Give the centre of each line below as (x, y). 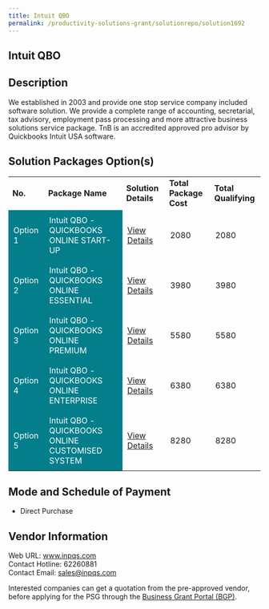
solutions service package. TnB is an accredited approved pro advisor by (129, 127)
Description (38, 83)
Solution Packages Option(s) (81, 161)
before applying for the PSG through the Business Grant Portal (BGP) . (123, 597)
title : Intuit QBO (39, 16)
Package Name (77, 193)
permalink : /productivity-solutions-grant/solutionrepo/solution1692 (127, 23)
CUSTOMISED (76, 450)
